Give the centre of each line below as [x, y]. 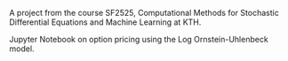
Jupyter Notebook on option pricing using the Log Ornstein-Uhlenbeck [139, 39]
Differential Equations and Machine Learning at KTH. [105, 22]
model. [22, 49]
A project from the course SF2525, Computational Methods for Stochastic [144, 13]
